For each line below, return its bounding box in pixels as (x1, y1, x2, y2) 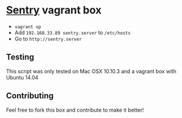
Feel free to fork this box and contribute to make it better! (6, 106, 145, 113)
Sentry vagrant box (6, 4, 102, 17)
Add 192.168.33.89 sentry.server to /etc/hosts (14, 29, 131, 36)
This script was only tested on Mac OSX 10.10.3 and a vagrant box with (6, 68, 177, 75)
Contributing (6, 91, 54, 101)
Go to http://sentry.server (14, 35, 82, 42)
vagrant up (14, 24, 42, 30)
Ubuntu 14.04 (6, 74, 39, 81)
